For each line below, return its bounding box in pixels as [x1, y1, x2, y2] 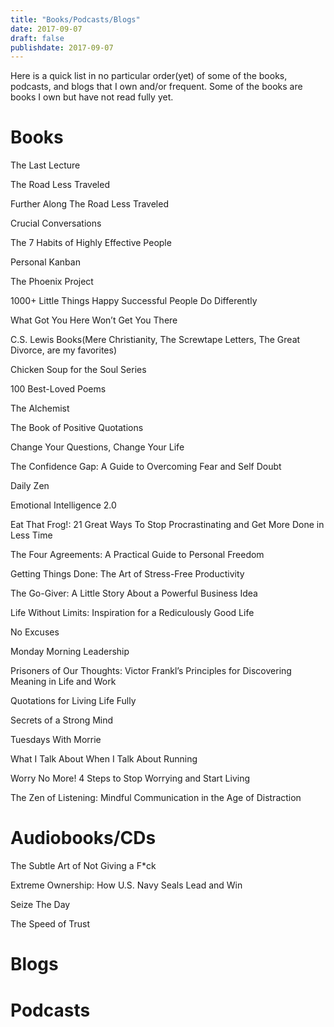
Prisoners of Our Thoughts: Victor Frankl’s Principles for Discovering [10, 665, 292, 677]
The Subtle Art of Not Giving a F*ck [10, 860, 157, 872]
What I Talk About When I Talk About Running [10, 753, 198, 765]
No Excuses [10, 626, 60, 638]
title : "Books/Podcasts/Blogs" [10, 14, 141, 25]
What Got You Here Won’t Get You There [10, 314, 178, 326]
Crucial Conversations [10, 217, 102, 230]
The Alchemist [10, 402, 70, 415]
